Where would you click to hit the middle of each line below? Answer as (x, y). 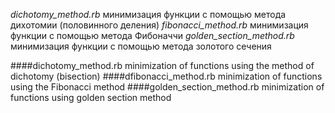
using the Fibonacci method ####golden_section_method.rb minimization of (167, 87)
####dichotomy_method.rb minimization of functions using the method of (162, 65)
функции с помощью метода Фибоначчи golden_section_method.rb (152, 35)
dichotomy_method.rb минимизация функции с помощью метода (148, 14)
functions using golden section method (91, 97)
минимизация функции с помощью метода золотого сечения (141, 46)
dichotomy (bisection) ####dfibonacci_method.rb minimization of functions (166, 76)
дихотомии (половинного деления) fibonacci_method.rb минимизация (159, 25)
